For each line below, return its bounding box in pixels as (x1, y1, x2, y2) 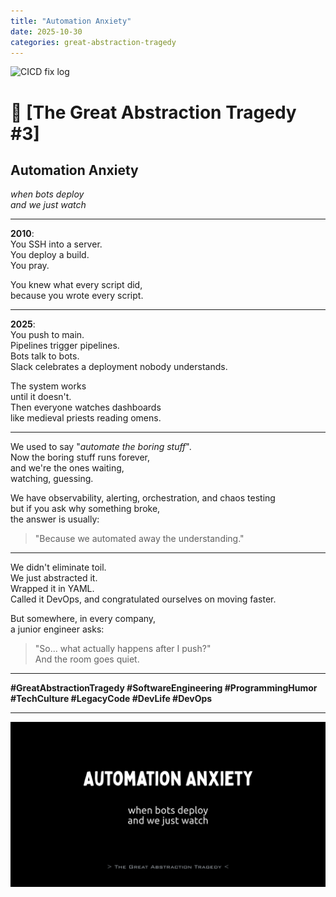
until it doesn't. (10, 391, 72, 403)
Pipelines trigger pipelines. (10, 340, 120, 352)
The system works (10, 380, 87, 392)
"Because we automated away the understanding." (34, 533, 245, 545)
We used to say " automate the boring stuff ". (10, 441, 192, 453)
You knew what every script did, (10, 279, 143, 291)
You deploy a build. (10, 249, 90, 261)
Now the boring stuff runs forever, (10, 451, 151, 464)
